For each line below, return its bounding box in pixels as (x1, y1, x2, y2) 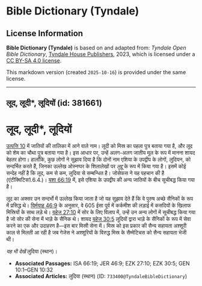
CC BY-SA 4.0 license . (6, 57, 62, 64)
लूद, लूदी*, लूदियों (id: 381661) (6, 98, 102, 108)
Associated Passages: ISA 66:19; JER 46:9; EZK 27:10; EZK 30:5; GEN (14, 260, 190, 267)
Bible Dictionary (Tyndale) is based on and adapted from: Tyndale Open (6, 44, 186, 51)
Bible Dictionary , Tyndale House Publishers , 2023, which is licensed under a (6, 51, 195, 58)
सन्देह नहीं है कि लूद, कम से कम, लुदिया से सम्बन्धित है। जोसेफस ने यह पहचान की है (6, 170, 165, 177)
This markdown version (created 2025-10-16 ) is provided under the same (6, 69, 186, 76)
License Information (6, 28, 83, 39)
